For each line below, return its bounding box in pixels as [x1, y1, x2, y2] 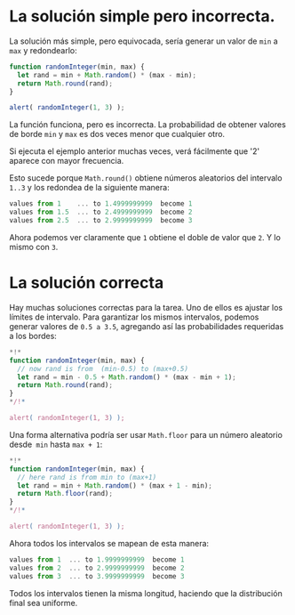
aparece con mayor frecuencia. [9, 156, 124, 166]
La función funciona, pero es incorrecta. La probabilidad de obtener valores [9, 119, 286, 130]
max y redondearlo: [9, 45, 77, 55]
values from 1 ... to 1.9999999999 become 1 [9, 554, 185, 564]
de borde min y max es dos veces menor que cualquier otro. [9, 129, 225, 140]
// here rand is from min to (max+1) [17, 473, 157, 481]
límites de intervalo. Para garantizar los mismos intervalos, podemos [9, 312, 259, 322]
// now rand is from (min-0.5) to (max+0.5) [17, 364, 189, 373]
